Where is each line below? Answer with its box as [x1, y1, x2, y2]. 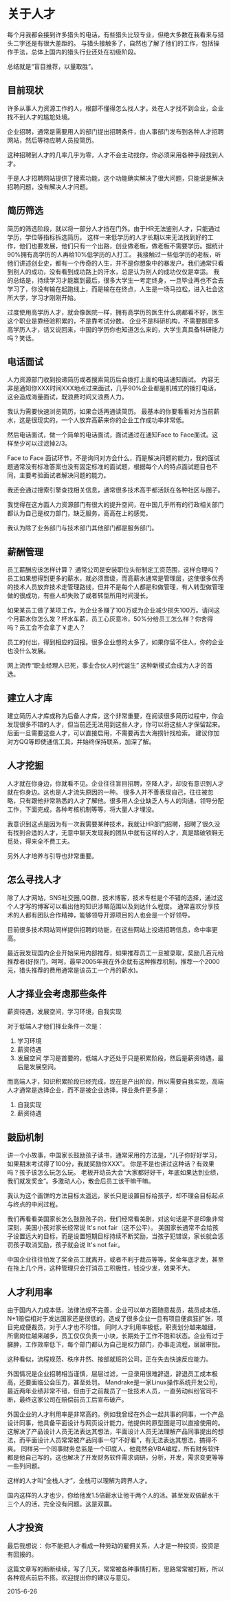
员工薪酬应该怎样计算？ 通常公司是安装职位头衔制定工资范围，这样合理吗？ [7, 566, 220, 574]
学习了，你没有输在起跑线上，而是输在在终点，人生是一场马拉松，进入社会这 [7, 284, 224, 293]
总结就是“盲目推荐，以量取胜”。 [7, 62, 98, 70]
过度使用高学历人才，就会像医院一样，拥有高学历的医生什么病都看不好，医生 [7, 308, 224, 316]
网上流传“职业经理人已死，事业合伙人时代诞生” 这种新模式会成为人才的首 [7, 662, 213, 670]
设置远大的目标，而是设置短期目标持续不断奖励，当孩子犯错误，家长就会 [12, 1232, 218, 1240]
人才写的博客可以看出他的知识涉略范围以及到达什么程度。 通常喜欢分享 [12, 902, 214, 911]
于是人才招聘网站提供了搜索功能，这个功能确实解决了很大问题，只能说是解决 [7, 174, 224, 182]
